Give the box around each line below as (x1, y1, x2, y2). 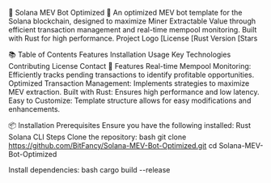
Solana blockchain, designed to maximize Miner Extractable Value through (8, 16, 256, 26)
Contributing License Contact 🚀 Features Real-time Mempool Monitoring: (8, 62, 252, 70)
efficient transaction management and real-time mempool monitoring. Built (8, 25, 257, 34)
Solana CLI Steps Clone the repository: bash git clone (8, 132, 187, 142)
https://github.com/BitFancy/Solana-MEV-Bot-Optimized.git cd (8, 141, 218, 150)
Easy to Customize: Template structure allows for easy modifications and (8, 96, 252, 105)
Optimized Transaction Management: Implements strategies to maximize (8, 79, 250, 88)
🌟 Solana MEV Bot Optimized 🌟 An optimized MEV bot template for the (8, 8, 243, 17)
